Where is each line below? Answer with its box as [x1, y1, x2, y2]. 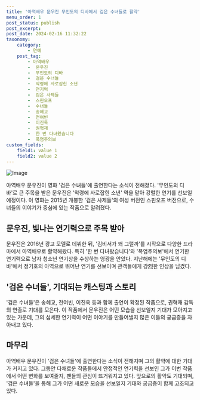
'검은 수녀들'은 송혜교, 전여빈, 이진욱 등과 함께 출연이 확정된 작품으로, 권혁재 [6, 299, 183, 306]
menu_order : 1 [6, 14, 42, 20]
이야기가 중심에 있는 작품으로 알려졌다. [21, 204, 112, 211]
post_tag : [17, 53, 42, 59]
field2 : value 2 [17, 153, 58, 159]
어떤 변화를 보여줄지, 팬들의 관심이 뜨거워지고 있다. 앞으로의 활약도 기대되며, [17, 372, 194, 379]
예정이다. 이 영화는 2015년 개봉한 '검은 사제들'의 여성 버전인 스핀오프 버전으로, [6, 196, 188, 204]
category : [17, 42, 42, 48]
